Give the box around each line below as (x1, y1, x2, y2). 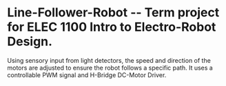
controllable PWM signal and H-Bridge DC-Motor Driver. (7, 70, 167, 79)
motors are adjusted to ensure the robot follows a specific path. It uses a (7, 63, 214, 72)
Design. (7, 34, 53, 49)
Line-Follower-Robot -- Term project (7, 5, 220, 20)
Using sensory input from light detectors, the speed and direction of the (7, 56, 212, 64)
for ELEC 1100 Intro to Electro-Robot (7, 19, 216, 35)
